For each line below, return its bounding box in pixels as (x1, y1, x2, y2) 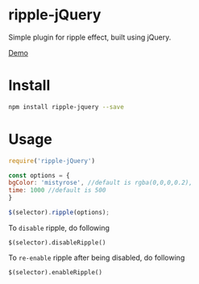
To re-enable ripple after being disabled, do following (8, 253, 185, 262)
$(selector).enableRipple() (8, 268, 103, 276)
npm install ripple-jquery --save (8, 102, 125, 111)
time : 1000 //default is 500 (8, 186, 106, 194)
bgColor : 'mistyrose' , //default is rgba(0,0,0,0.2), (8, 179, 193, 187)
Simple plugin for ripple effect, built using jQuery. (8, 32, 172, 42)
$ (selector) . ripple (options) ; (8, 208, 110, 217)
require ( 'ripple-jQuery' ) (8, 157, 95, 165)
